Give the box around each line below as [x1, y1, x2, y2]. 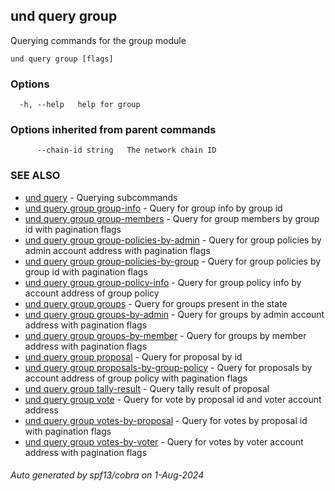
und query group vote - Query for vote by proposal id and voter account [24, 393, 322, 405]
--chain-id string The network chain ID [36, 145, 217, 156]
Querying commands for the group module [10, 34, 187, 46]
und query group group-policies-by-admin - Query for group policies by [24, 234, 322, 246]
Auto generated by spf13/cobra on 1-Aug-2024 [10, 469, 205, 481]
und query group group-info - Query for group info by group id [24, 202, 283, 214]
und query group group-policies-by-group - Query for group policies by [24, 255, 322, 267]
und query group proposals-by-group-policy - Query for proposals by [24, 361, 313, 373]
